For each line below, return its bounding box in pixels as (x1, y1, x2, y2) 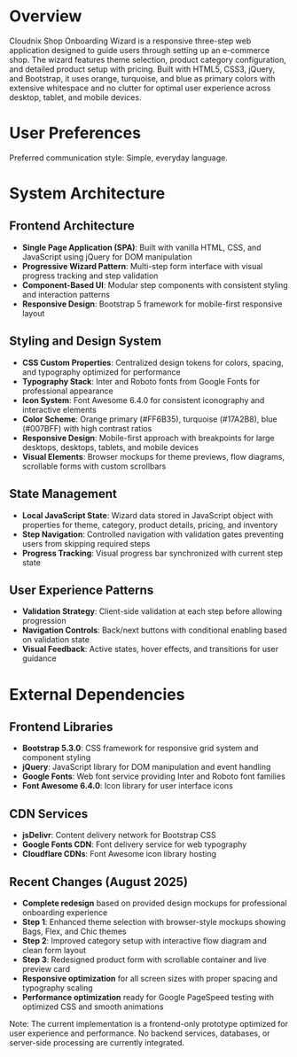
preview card (21, 963, 71, 974)
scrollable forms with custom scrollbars (21, 461, 167, 471)
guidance (21, 653, 57, 664)
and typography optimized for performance (21, 366, 181, 377)
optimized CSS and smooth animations (21, 1001, 164, 1012)
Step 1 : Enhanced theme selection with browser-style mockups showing (21, 916, 286, 927)
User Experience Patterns (9, 582, 154, 597)
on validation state (21, 634, 90, 645)
